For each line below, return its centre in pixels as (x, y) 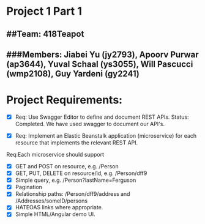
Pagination (29, 187)
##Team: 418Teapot (45, 34)
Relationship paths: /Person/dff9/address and (73, 194)
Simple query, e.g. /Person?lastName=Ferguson (76, 180)
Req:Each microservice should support (55, 155)
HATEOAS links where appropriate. (59, 207)
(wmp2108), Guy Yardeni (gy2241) (73, 74)
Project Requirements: (65, 100)
